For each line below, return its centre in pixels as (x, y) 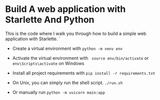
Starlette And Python (50, 20)
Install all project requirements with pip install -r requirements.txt (84, 73)
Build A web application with (65, 9)
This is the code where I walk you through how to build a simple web (76, 33)
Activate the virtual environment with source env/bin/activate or (80, 58)
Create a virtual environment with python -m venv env (67, 48)
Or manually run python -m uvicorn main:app (58, 92)
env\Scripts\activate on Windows (48, 63)
